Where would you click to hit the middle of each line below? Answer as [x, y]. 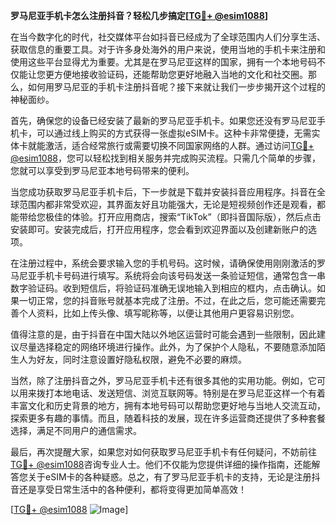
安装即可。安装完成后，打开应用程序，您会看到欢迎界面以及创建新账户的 [159, 229]
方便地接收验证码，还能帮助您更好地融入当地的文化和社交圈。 [180, 74]
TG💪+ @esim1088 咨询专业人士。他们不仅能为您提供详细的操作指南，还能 [161, 464]
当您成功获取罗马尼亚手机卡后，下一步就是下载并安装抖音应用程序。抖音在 [163, 192]
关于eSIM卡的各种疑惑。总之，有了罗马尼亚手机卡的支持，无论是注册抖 [174, 477]
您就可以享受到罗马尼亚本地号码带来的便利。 [102, 170]
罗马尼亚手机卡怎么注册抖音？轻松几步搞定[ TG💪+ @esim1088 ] [139, 15]
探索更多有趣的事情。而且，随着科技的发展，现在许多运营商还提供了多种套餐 [168, 418]
